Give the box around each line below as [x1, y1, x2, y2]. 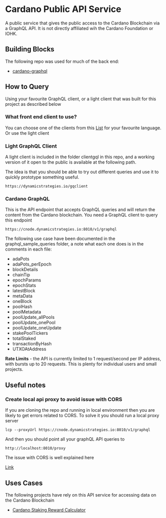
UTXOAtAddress [12, 346, 46, 352]
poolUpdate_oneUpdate [12, 325, 61, 331]
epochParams [12, 277, 41, 283]
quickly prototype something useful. [5, 174, 80, 180]
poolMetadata [12, 309, 41, 315]
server [5, 418, 19, 424]
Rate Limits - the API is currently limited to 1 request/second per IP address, [5, 356, 161, 362]
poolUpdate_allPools [12, 314, 55, 320]
